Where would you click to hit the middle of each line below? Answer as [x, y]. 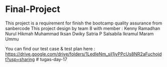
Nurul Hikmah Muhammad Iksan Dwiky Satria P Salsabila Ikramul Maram [79, 33]
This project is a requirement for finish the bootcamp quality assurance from [84, 23]
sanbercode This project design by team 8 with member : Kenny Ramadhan [83, 28]
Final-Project [33, 9]
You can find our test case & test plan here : [50, 48]
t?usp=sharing [20, 59]
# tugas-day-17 [51, 59]
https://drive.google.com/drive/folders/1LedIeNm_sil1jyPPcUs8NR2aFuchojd [83, 54]
